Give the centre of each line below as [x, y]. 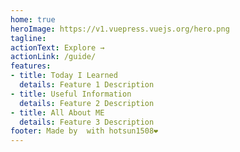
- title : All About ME [57, 112]
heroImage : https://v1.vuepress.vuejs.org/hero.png [120, 29]
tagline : [28, 38]
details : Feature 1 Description [87, 85]
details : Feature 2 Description [87, 103]
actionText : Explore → [57, 47]
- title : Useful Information [71, 94]
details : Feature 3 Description [87, 122]
